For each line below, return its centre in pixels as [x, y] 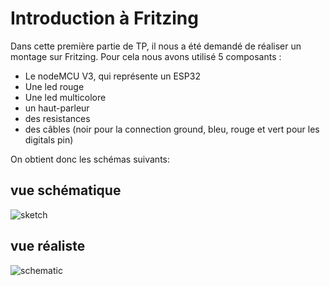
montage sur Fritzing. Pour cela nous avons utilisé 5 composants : [146, 56]
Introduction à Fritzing [104, 18]
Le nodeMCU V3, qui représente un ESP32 [112, 76]
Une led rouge [54, 86]
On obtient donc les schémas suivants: [90, 159]
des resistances [57, 118]
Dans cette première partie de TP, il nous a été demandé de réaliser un [156, 46]
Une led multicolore [65, 97]
